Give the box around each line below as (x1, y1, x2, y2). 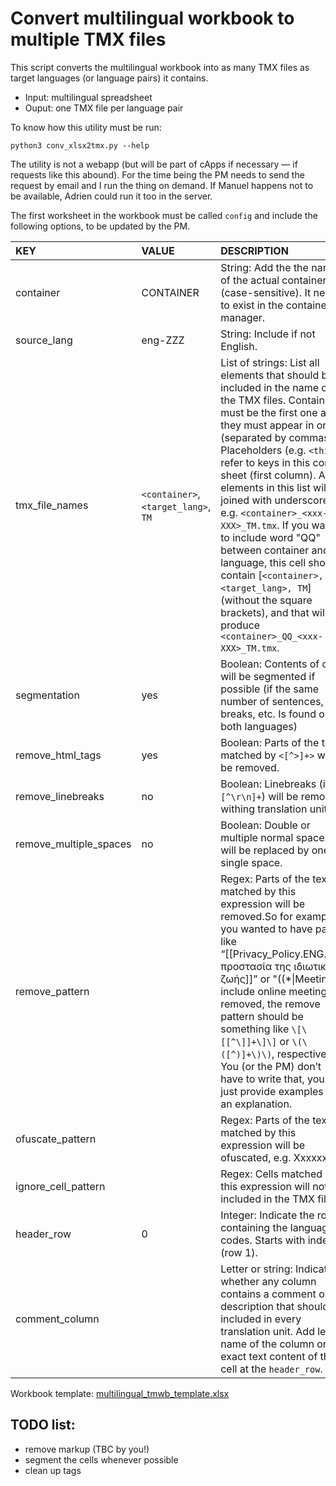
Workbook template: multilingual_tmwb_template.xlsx (10, 1387, 230, 1399)
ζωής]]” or (220, 972, 271, 986)
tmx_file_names (15, 498, 89, 512)
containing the (220, 1220, 288, 1234)
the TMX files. (220, 393, 287, 407)
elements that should (220, 368, 320, 382)
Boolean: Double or (220, 818, 311, 832)
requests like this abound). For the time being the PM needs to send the (10, 168, 305, 181)
